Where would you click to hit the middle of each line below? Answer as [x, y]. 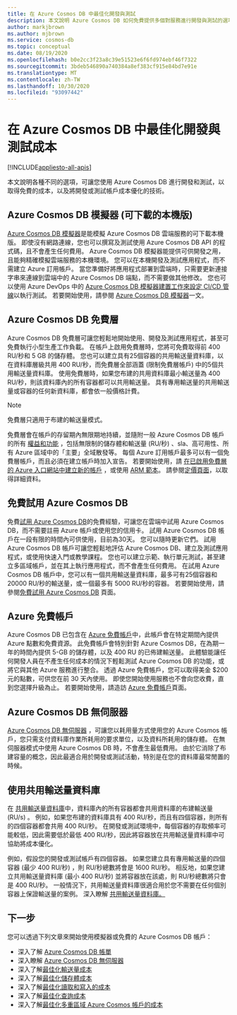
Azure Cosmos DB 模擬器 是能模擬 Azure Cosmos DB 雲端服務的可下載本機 [115, 233]
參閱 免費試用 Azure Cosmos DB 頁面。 [63, 592]
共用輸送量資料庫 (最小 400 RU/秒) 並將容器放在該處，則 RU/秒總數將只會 [120, 876]
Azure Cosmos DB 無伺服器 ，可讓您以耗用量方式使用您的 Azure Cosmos [114, 731]
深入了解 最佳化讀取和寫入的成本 [64, 987]
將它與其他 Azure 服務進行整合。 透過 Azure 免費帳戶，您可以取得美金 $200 [118, 670]
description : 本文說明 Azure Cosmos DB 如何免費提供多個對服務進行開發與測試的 [115, 20]
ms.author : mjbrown [36, 34]
